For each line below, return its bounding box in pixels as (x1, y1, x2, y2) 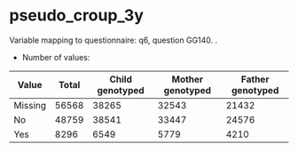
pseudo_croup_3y (9, 5, 145, 26)
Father (240, 73, 270, 85)
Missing (13, 99, 47, 111)
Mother (171, 73, 204, 85)
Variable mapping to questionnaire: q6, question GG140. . (9, 35, 218, 45)
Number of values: (21, 52, 90, 62)
